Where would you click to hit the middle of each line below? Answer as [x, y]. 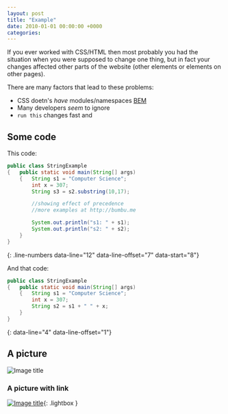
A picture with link [38, 388]
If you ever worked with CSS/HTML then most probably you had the [103, 52]
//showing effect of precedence [78, 204]
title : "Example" [32, 20]
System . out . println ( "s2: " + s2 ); [81, 229]
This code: [22, 153]
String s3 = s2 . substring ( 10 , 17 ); [81, 192]
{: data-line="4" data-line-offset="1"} [59, 332]
